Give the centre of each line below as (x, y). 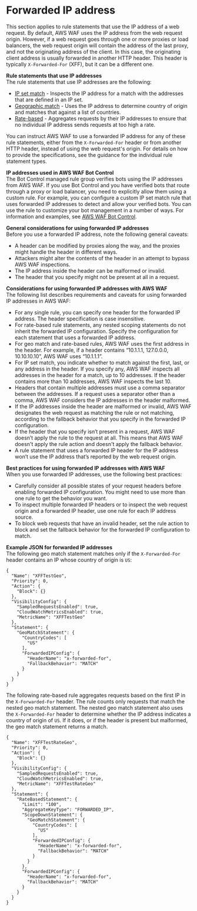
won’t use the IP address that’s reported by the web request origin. (95, 456)
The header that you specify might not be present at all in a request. (97, 277)
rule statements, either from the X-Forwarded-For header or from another (94, 142)
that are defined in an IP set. (49, 99)
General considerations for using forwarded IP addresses (78, 228)
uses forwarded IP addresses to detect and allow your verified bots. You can (99, 204)
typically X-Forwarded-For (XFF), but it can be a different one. (80, 64)
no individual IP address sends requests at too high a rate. (85, 124)
